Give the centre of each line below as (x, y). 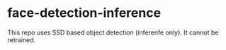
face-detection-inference (84, 13)
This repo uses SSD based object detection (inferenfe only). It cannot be (113, 32)
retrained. (22, 39)
